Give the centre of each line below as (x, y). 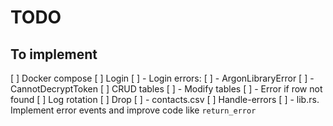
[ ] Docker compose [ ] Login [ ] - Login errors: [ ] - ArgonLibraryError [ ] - (162, 78)
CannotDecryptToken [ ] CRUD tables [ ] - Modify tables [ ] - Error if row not (166, 89)
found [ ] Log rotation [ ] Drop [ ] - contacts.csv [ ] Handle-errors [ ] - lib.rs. (165, 99)
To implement (54, 54)
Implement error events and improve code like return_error (133, 110)
